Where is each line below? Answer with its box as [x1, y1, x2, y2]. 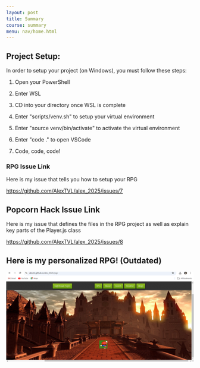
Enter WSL [14, 90, 41, 97]
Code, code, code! [14, 147, 61, 155]
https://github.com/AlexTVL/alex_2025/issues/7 [6, 187, 123, 194]
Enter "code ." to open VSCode [14, 136, 91, 143]
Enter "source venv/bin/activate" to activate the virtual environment [14, 125, 180, 132]
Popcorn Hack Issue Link [6, 205, 100, 215]
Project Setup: [6, 51, 61, 61]
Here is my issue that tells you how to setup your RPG [6, 176, 138, 183]
